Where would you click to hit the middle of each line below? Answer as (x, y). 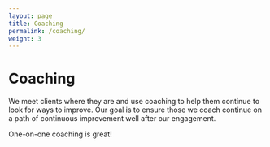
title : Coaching (36, 24)
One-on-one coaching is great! (60, 134)
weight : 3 (25, 39)
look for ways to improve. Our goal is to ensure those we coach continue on (135, 110)
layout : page (30, 16)
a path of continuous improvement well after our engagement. (112, 119)
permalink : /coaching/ (47, 31)
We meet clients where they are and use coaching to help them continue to (134, 102)
